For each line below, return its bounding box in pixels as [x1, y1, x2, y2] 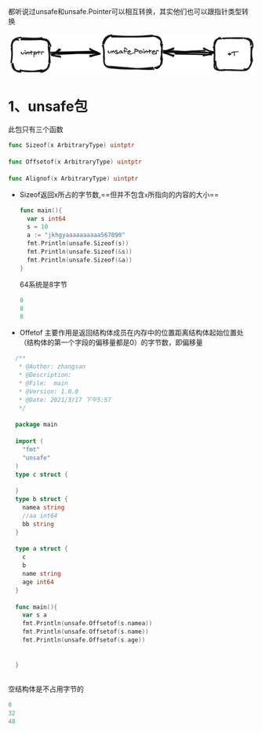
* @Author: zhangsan [18, 363, 86, 371]
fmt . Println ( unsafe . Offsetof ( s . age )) [22, 636, 146, 644]
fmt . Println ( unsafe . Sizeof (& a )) [27, 256, 133, 264]
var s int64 [27, 214, 66, 222]
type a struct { [15, 545, 68, 553]
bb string [22, 520, 55, 528]
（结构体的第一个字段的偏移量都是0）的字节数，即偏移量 [19, 338, 203, 347]
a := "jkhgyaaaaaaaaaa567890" [27, 231, 126, 240]
